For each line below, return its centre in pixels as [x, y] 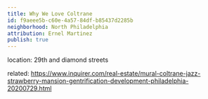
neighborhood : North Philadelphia [58, 27]
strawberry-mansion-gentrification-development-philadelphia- [98, 81]
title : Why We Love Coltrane [50, 14]
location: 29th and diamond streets [58, 60]
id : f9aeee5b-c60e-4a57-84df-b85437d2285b [70, 20]
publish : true [28, 40]
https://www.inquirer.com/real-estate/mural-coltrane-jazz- [116, 74]
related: [18, 74]
